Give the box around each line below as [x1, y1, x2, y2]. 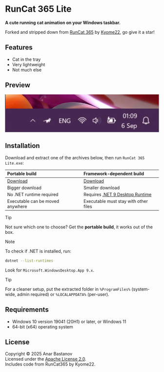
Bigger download [7, 185, 41, 191]
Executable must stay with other [83, 198, 148, 204]
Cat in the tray [12, 56, 41, 62]
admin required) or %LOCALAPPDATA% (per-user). [17, 291, 110, 297]
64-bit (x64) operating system [12, 323, 73, 329]
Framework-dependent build [83, 171, 144, 177]
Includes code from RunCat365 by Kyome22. [5, 361, 96, 367]
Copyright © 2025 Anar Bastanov [5, 351, 73, 357]
